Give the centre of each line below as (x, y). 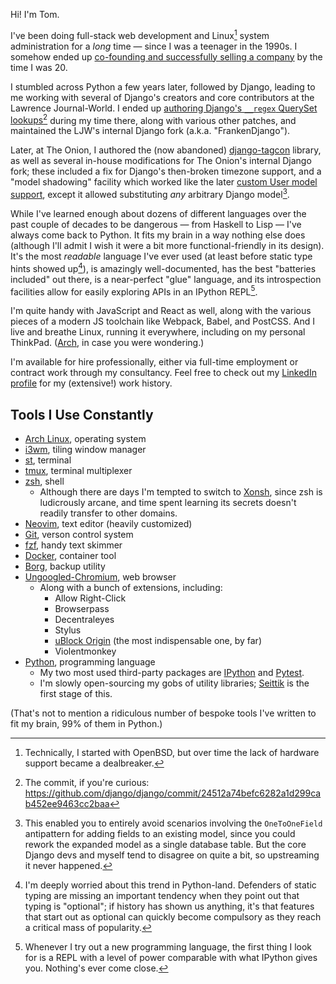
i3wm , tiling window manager (85, 450)
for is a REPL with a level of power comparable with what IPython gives (171, 958)
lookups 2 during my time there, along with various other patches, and (153, 119)
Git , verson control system (79, 535)
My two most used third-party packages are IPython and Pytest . (172, 673)
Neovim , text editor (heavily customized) (108, 524)
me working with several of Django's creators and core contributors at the (162, 97)
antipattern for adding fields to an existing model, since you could (160, 834)
